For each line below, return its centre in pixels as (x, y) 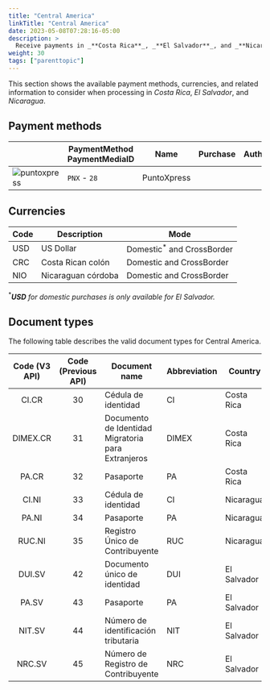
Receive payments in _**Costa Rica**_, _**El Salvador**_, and (123, 46)
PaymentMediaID (101, 159)
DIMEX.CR (32, 439)
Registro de (126, 664)
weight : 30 (27, 53)
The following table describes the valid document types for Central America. (135, 341)
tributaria (121, 641)
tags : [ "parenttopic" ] (46, 61)
